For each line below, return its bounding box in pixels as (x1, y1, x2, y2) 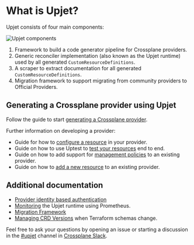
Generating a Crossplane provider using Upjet (6, 101, 176, 111)
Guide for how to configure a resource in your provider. (14, 139, 148, 146)
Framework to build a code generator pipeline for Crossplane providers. (14, 46, 188, 53)
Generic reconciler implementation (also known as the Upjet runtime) (14, 52, 181, 59)
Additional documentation (6, 180, 103, 191)
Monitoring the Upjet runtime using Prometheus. (14, 202, 131, 209)
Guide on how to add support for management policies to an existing (14, 151, 180, 158)
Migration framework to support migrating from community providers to (14, 77, 187, 84)
